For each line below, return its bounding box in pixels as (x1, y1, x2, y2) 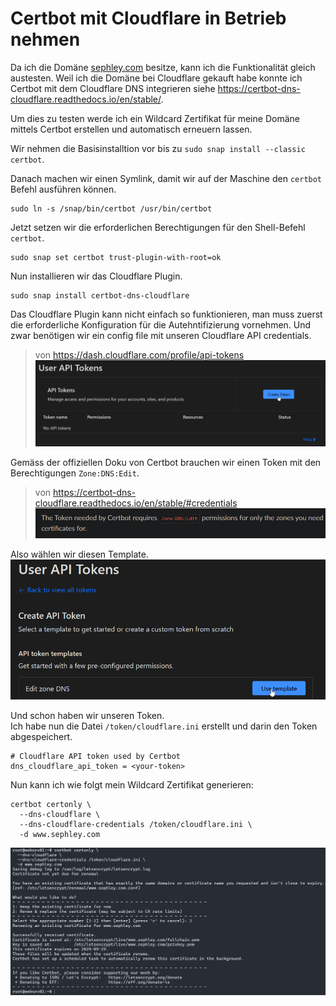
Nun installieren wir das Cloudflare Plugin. (10, 270, 183, 282)
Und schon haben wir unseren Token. (10, 710, 165, 722)
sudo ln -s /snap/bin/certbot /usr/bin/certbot (10, 203, 213, 214)
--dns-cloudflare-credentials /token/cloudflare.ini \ (19, 820, 253, 830)
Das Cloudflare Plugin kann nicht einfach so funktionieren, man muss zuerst (10, 308, 323, 320)
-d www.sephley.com (19, 830, 101, 840)
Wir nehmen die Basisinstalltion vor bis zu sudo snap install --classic (10, 142, 306, 154)
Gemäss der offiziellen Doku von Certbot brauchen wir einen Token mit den (10, 456, 322, 468)
